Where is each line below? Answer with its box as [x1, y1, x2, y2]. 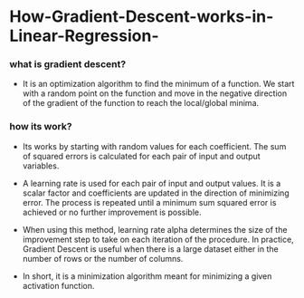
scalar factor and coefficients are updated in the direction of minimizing [22, 187, 290, 198]
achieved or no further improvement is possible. [22, 207, 202, 217]
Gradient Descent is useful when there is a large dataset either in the [22, 243, 279, 255]
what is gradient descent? [9, 58, 127, 71]
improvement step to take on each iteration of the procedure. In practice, [22, 234, 294, 245]
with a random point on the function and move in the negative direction [22, 88, 288, 99]
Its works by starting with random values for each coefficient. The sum [22, 140, 287, 151]
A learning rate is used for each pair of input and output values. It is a [22, 178, 281, 188]
